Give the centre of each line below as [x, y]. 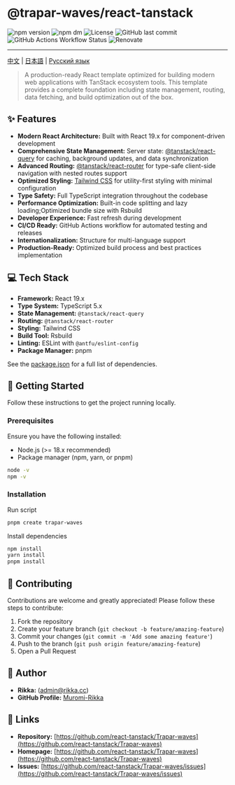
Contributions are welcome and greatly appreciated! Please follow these [111, 601]
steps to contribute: [36, 608]
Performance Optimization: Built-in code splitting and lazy [102, 203]
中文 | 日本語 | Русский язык [49, 60]
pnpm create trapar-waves [45, 522]
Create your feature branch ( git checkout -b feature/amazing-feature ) [121, 629]
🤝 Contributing [40, 584]
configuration [37, 188]
